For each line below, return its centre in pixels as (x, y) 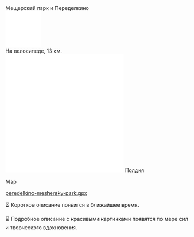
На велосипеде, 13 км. (34, 51)
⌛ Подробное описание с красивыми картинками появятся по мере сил (97, 219)
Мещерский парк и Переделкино (47, 8)
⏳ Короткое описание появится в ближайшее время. (72, 205)
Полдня (134, 170)
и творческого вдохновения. (42, 228)
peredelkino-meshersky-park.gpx (46, 193)
